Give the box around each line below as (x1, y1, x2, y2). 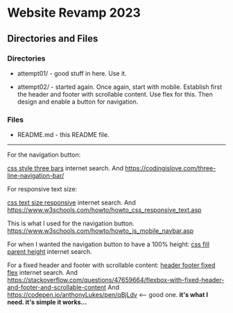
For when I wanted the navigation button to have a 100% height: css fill (7, 240, 210, 248)
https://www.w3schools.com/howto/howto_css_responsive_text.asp (7, 206, 202, 214)
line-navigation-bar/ (7, 172, 64, 180)
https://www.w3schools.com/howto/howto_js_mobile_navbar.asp (7, 227, 194, 235)
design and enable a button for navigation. (17, 97, 139, 106)
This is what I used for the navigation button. (7, 219, 135, 227)
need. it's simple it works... (7, 298, 87, 307)
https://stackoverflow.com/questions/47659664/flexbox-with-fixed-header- (7, 276, 225, 284)
